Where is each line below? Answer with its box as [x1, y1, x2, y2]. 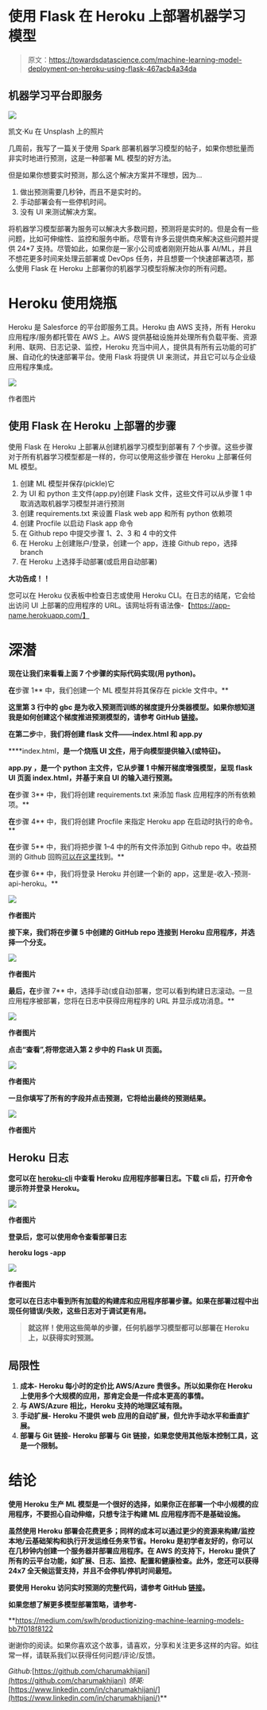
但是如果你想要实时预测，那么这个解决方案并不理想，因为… [8, 170, 203, 180]
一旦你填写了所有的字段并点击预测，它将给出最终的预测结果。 [8, 1094, 211, 1103]
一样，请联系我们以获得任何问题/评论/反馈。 [14, 1650, 161, 1660]
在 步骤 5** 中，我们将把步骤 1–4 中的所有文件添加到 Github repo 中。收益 [8, 842, 250, 851]
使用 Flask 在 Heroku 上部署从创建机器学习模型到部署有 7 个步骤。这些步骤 [8, 442, 253, 452]
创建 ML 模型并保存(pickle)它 [19, 479, 115, 488]
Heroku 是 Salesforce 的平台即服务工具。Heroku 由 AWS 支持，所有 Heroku [8, 322, 256, 332]
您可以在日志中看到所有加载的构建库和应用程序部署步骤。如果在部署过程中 [8, 1297, 252, 1306]
